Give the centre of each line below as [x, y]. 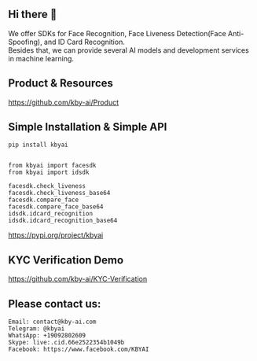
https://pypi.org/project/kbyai [56, 235]
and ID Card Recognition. [84, 42]
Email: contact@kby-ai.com [52, 322]
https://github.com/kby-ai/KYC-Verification [78, 279]
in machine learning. [41, 58]
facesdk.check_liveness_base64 [59, 193]
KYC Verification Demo [66, 260]
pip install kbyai [38, 145]
